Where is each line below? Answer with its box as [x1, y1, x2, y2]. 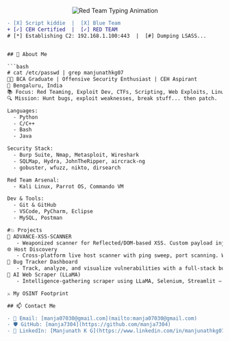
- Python [13, 114, 38, 121]
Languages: [7, 107, 38, 114]
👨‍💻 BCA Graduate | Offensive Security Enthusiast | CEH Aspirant [7, 76, 197, 83]
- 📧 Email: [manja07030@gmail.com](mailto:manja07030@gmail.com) [7, 315, 197, 322]
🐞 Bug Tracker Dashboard [7, 259, 78, 266]
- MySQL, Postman [13, 214, 63, 221]
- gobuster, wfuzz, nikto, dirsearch [13, 164, 121, 171]
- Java [13, 133, 32, 140]
